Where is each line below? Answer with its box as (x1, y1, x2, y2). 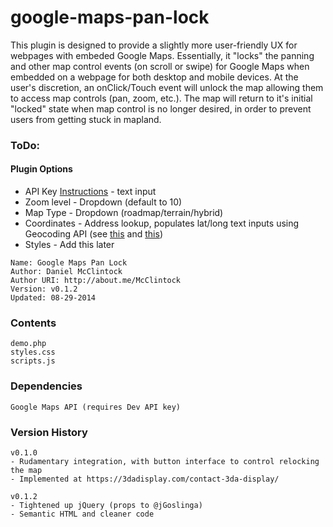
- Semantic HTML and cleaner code (10, 509, 155, 519)
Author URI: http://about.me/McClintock (10, 276, 182, 286)
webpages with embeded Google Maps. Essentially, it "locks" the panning (10, 49, 315, 61)
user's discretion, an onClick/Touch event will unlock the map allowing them (10, 81, 324, 93)
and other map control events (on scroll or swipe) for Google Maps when (10, 60, 310, 72)
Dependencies (10, 379, 83, 393)
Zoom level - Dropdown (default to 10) (24, 196, 183, 208)
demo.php (10, 339, 47, 349)
